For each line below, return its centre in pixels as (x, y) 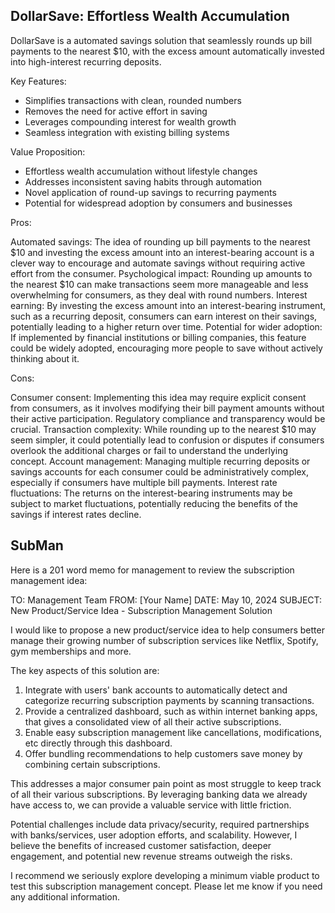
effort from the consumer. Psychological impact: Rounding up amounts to (161, 273)
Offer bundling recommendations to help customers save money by (163, 753)
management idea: (49, 580)
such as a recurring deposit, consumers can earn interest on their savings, (164, 316)
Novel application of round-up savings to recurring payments (150, 192)
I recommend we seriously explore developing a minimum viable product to (165, 875)
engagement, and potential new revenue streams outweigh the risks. (151, 856)
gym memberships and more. (71, 651)
